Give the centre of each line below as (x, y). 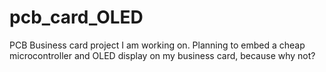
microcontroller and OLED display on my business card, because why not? (162, 55)
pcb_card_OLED (76, 17)
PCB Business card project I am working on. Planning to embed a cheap (157, 45)
